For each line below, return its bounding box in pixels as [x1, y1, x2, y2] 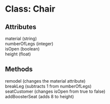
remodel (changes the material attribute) [5, 78, 86, 84]
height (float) [5, 51, 31, 57]
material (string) [5, 35, 37, 41]
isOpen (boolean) [5, 46, 40, 52]
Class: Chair [5, 3, 56, 15]
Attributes [5, 23, 36, 31]
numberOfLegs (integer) [5, 41, 54, 47]
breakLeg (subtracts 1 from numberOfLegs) [5, 83, 92, 89]
